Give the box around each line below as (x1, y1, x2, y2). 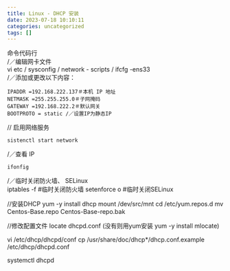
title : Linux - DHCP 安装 (7, 10, 79, 17)
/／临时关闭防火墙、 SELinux (7, 177, 88, 185)
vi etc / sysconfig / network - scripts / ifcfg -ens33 (7, 65, 150, 74)
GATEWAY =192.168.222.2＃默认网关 (7, 103, 101, 110)
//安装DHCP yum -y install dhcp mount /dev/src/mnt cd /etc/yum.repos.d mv (7, 200, 224, 208)
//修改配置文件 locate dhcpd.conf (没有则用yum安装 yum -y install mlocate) (7, 221, 220, 230)
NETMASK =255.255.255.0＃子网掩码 (7, 96, 101, 103)
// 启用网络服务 (7, 123, 50, 131)
